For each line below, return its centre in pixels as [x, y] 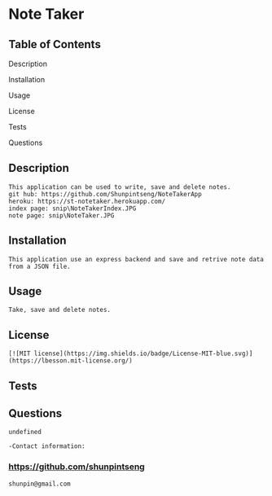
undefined [25, 432]
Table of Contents [55, 44]
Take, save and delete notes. [60, 310]
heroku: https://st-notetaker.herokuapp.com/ [87, 201]
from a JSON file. [39, 266]
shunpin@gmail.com [39, 484]
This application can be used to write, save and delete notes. [120, 187]
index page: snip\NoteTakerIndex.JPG [72, 208]
